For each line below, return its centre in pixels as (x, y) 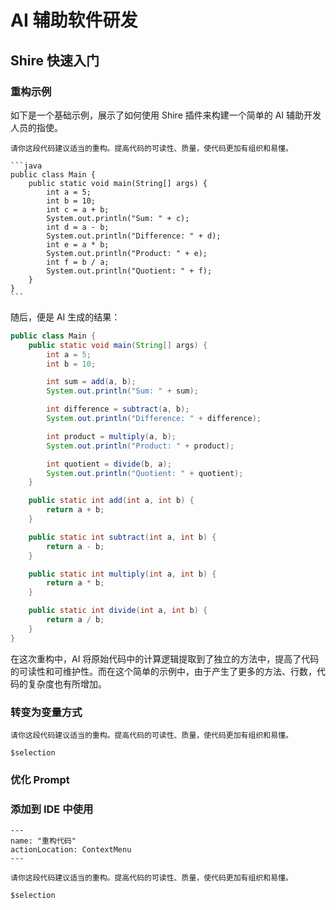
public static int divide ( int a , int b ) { (118, 611)
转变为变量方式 (46, 712)
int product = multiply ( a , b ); (111, 436)
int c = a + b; (78, 209)
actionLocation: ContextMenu (71, 850)
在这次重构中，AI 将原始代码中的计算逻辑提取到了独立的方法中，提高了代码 (165, 658)
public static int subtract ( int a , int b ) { (122, 537)
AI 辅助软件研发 (74, 20)
